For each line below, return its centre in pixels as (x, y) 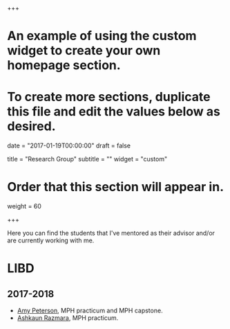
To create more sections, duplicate (109, 97)
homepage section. (64, 65)
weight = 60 (24, 206)
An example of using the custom (102, 36)
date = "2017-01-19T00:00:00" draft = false (69, 145)
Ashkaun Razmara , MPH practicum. (68, 318)
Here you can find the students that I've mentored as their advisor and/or (111, 233)
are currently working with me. (51, 240)
